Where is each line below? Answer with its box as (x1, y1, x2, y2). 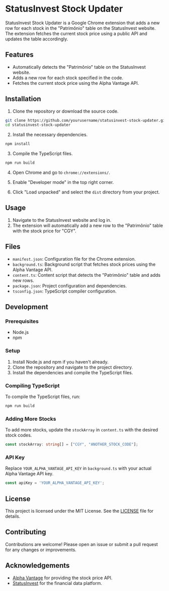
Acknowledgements (5, 561, 70, 570)
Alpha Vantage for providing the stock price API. (12, 574, 113, 581)
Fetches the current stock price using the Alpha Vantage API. (12, 80, 139, 86)
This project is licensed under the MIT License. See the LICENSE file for (5, 508, 154, 514)
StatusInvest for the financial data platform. (12, 580, 102, 586)
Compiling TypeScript (5, 382, 60, 389)
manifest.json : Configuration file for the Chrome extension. (12, 256, 136, 262)
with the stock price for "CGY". (12, 228, 76, 234)
